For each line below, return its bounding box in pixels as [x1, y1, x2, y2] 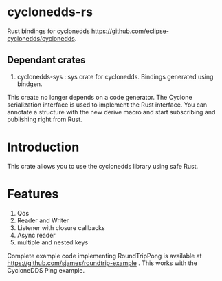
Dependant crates [7, 54, 86, 66]
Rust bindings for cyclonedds [7, 27, 91, 35]
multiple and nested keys [16, 238, 89, 247]
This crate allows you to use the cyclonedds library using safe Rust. [7, 162, 199, 170]
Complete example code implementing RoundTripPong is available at [7, 251, 202, 260]
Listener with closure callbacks [16, 223, 105, 231]
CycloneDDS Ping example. [7, 266, 85, 274]
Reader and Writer [16, 216, 69, 225]
